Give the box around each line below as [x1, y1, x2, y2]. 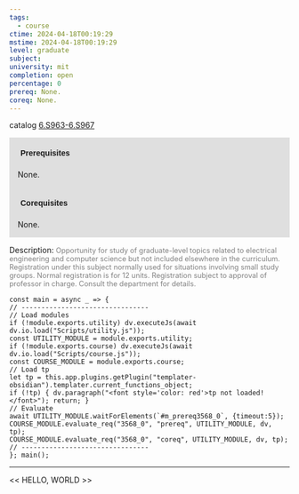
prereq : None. [9, 87, 62, 96]
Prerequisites [20, 148, 70, 158]
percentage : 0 [9, 79, 62, 88]
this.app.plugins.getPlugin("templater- [44, 373, 198, 382]
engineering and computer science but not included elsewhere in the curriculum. [9, 254, 280, 264]
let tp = [9, 373, 42, 382]
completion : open [9, 71, 74, 80]
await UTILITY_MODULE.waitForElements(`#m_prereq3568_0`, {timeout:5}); [9, 412, 285, 421]
